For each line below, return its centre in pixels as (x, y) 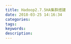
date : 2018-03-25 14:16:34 (34, 15)
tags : (11, 24)
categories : (18, 19)
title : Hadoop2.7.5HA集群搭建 (35, 10)
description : (19, 33)
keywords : (16, 29)
